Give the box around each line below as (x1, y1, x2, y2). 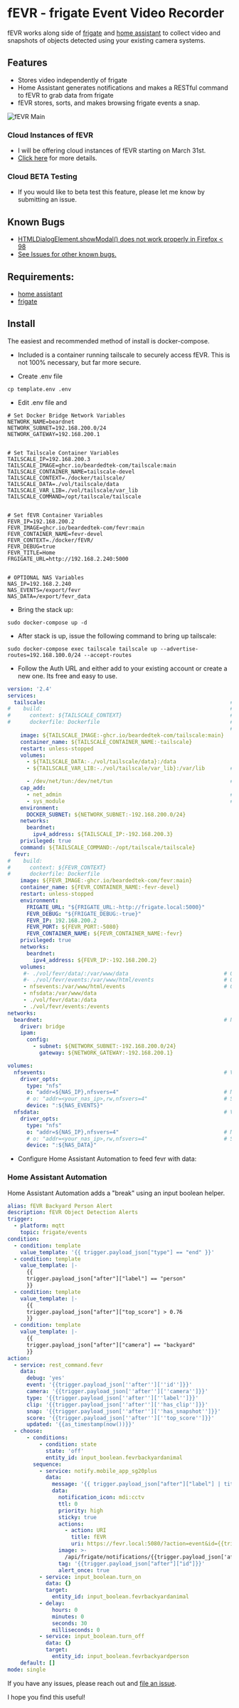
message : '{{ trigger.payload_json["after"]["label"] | (52, 1481, 221, 1488)
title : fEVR (70, 1533, 107, 1541)
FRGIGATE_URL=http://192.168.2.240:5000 (7, 555, 129, 562)
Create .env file (17, 372, 63, 381)
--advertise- (159, 645, 199, 653)
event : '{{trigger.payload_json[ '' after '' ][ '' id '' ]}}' (26, 1381, 193, 1389)
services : (7, 692, 37, 699)
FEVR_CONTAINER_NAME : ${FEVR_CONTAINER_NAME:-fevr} (26, 930, 183, 938)
